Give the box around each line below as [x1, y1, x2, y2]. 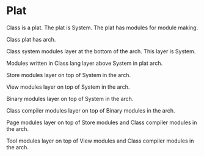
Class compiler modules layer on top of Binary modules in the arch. [6, 106, 175, 114]
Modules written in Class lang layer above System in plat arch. [6, 59, 163, 67]
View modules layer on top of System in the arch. [6, 83, 130, 91]
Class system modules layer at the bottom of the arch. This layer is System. [6, 47, 196, 55]
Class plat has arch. [6, 35, 56, 43]
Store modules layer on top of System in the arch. [6, 71, 131, 78]
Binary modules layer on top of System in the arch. [6, 95, 134, 102]
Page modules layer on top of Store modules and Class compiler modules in [6, 119, 197, 126]
